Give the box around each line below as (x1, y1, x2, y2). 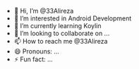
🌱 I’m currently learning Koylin (13, 22, 102, 30)
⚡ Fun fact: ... (13, 55, 53, 63)
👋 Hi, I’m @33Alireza (13, 7, 74, 15)
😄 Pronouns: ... (13, 47, 60, 56)
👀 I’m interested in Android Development (13, 14, 132, 23)
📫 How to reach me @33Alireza (13, 37, 108, 45)
